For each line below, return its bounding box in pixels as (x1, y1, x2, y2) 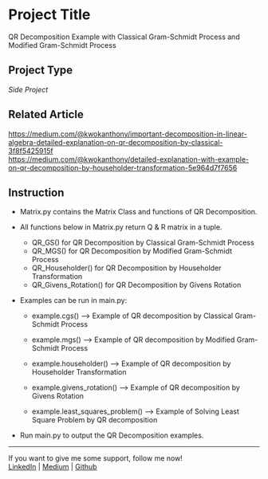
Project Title (8, 6, 91, 24)
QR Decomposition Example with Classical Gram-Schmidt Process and (8, 32, 241, 41)
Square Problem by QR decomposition (31, 415, 158, 425)
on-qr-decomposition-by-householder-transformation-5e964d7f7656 (8, 163, 238, 172)
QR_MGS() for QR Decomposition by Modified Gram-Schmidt (31, 246, 233, 256)
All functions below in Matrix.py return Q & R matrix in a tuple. (19, 222, 223, 232)
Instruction (8, 186, 65, 199)
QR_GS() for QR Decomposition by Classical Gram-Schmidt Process (31, 238, 254, 248)
